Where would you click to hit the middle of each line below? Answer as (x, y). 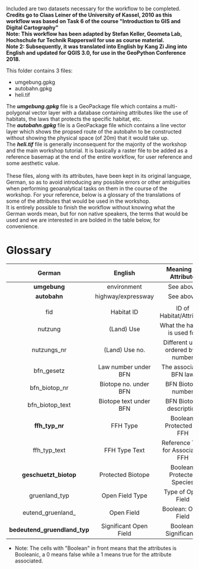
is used (178, 332)
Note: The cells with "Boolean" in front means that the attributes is (95, 548)
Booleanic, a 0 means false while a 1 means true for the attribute (93, 554)
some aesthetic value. (33, 163)
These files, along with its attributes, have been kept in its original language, (99, 176)
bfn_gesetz (49, 370)
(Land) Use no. (124, 350)
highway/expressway (124, 296)
